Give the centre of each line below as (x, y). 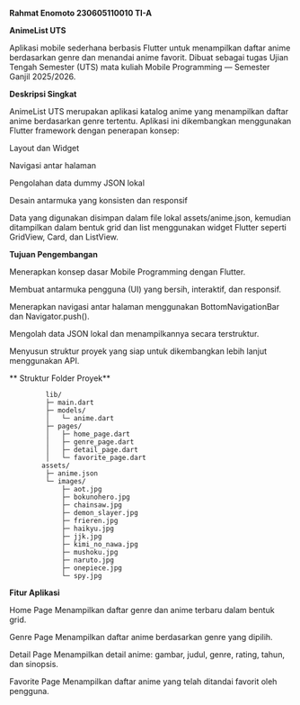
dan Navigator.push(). (49, 316)
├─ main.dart (70, 402)
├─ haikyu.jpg (88, 529)
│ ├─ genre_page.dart (90, 442)
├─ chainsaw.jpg (92, 505)
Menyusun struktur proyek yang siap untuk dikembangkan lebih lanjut (138, 351)
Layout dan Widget (44, 148)
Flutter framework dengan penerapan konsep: (94, 131)
